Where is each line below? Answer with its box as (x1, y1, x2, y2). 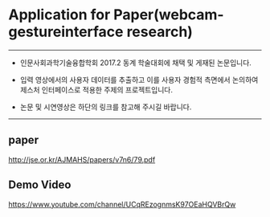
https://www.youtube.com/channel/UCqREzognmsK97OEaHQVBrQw (8, 199, 236, 209)
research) (126, 23, 193, 41)
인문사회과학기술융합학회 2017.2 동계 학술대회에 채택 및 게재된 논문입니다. (19, 58, 252, 68)
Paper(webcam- (113, 6, 224, 24)
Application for (8, 6, 111, 24)
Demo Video (8, 178, 72, 192)
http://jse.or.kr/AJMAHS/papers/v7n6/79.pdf (8, 154, 156, 164)
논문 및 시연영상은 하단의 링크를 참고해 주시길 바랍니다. (19, 102, 192, 112)
